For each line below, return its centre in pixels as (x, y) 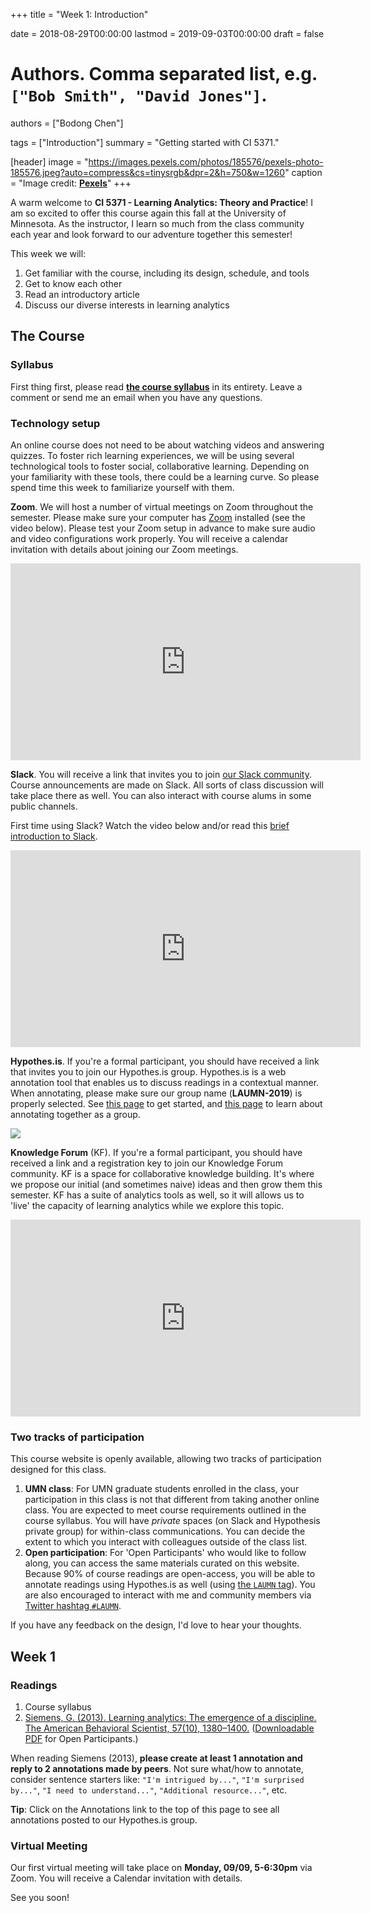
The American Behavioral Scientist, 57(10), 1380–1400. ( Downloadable (169, 1728)
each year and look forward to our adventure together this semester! (151, 234)
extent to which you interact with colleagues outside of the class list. (166, 1542)
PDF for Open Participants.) (81, 1738)
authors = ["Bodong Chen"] (67, 123)
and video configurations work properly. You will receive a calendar (149, 538)
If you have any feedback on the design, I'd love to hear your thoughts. (156, 1625)
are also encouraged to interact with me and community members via (168, 1595)
